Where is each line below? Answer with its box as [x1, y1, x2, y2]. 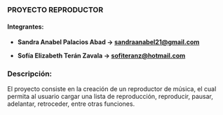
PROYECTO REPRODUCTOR [7, 5, 104, 15]
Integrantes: [7, 22, 44, 31]
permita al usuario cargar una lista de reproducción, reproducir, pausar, [7, 93, 214, 101]
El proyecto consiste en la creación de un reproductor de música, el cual [7, 85, 217, 93]
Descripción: [7, 69, 53, 79]
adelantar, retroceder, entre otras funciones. [7, 100, 135, 108]
